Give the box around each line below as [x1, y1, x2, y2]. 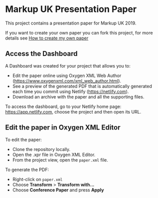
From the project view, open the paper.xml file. [12, 156, 108, 163]
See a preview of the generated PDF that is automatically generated [12, 83, 152, 89]
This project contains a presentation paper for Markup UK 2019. [5, 20, 136, 26]
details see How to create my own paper [5, 35, 88, 41]
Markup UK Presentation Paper [5, 3, 137, 15]
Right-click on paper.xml [12, 176, 63, 182]
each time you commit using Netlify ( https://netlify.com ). [12, 88, 129, 94]
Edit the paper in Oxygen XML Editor [5, 123, 121, 132]
